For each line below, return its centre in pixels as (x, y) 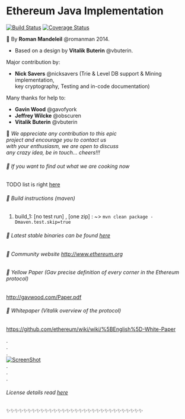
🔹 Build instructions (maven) (41, 198)
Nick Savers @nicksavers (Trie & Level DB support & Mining (88, 73)
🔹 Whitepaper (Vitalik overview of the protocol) (64, 311)
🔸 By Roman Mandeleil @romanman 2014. (58, 39)
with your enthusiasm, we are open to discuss (62, 146)
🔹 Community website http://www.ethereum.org (65, 254)
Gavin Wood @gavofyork (46, 109)
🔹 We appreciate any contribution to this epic (61, 133)
